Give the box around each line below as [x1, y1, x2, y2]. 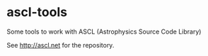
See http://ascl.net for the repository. [6, 41, 115, 49]
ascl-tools [6, 4, 68, 20]
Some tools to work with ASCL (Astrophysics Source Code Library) [6, 27, 202, 36]
